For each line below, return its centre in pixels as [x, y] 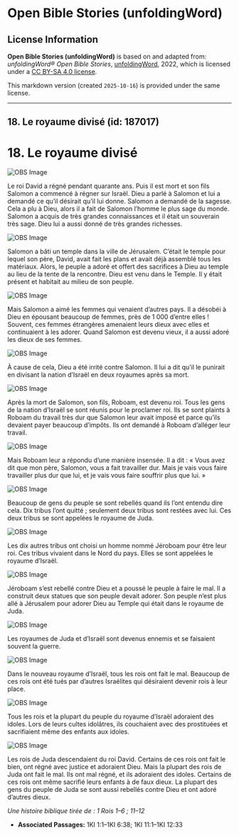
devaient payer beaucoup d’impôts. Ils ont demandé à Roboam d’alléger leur [119, 425]
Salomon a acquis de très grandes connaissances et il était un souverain [113, 216]
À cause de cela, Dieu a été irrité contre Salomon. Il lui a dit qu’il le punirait [116, 367]
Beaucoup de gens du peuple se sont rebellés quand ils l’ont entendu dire [115, 503]
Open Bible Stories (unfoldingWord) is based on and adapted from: [107, 56]
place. [17, 689]
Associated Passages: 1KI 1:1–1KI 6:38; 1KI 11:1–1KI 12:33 [100, 825]
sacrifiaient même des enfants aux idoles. [69, 732]
